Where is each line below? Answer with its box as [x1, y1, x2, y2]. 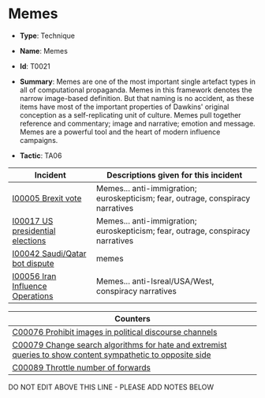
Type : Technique [19, 31, 75, 40]
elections [12, 235, 47, 246]
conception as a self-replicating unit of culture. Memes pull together [19, 110, 242, 119]
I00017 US [12, 215, 54, 226]
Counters [114, 313, 151, 324]
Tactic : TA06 [19, 151, 62, 160]
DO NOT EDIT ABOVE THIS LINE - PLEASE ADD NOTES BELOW [8, 382, 215, 392]
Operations [12, 290, 54, 301]
